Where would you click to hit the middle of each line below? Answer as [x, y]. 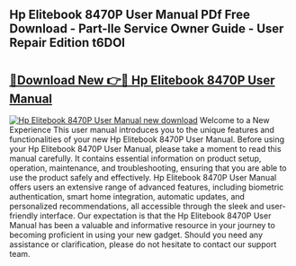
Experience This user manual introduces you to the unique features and [142, 130]
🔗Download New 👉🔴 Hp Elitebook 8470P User [142, 80]
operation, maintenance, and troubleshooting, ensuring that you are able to [148, 168]
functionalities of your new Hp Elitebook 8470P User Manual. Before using [147, 139]
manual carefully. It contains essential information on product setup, [135, 158]
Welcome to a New [234, 120]
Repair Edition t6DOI [67, 43]
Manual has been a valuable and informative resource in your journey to [143, 225]
